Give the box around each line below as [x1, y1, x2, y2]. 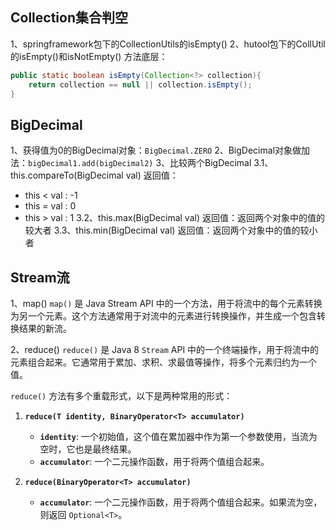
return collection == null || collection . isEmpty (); [28, 79, 253, 90]
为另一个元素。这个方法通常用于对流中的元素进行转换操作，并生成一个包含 [10, 310, 317, 322]
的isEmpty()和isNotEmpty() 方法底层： [10, 50, 168, 62]
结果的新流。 [18, 323, 72, 335]
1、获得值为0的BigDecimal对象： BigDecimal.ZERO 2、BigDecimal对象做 [10, 144, 302, 157]
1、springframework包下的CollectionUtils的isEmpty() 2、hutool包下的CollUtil [10, 38, 326, 50]
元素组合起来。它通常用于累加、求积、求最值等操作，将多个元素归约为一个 [10, 356, 317, 368]
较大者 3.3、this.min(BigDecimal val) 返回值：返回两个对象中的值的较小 [24, 224, 318, 237]
